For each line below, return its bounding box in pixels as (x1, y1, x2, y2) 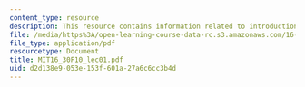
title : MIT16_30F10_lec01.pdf (9, 55, 124, 64)
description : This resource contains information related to (9, 22, 246, 31)
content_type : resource (9, 13, 100, 23)
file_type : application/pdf (9, 38, 116, 48)
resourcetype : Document (9, 47, 100, 56)
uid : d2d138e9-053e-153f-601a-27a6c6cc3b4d (9, 64, 177, 73)
